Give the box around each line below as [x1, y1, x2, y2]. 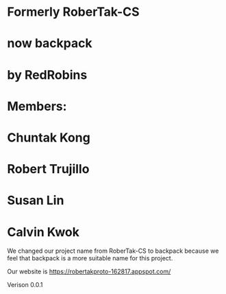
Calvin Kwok [7, 224, 80, 240]
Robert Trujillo [7, 161, 90, 177]
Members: [7, 98, 67, 114]
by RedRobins [7, 67, 88, 82]
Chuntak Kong [7, 130, 90, 145]
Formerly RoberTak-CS [7, 4, 140, 20]
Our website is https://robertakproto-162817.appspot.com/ [7, 267, 171, 275]
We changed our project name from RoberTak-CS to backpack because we [7, 247, 219, 255]
